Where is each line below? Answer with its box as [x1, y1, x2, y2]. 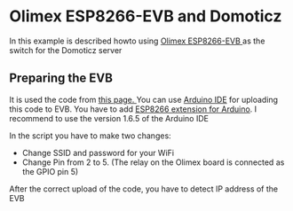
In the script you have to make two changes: [9, 130, 171, 141]
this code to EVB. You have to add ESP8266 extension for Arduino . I [9, 104, 257, 114]
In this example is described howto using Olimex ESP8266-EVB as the [9, 35, 265, 46]
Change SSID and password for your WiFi [21, 147, 175, 158]
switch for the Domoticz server [9, 44, 123, 55]
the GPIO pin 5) [21, 166, 79, 176]
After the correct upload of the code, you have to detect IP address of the [9, 184, 279, 194]
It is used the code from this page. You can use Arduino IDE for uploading [9, 94, 278, 105]
